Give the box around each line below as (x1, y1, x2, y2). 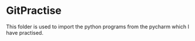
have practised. (6, 29, 44, 36)
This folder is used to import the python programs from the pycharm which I (6, 23, 189, 30)
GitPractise (6, 4, 62, 17)
